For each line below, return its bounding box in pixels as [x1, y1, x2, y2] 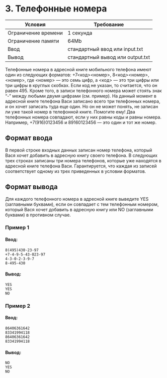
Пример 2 [5, 302, 31, 309]
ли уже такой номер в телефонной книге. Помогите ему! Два [5, 109, 136, 115]
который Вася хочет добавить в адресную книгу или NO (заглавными [5, 206, 153, 212]
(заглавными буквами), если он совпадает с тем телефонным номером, [5, 201, 159, 207]
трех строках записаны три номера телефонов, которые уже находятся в [5, 157, 162, 163]
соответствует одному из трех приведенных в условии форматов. [5, 168, 146, 174]
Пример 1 [5, 224, 29, 231]
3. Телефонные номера [5, 3, 107, 14]
